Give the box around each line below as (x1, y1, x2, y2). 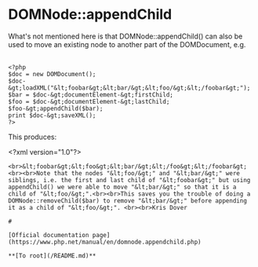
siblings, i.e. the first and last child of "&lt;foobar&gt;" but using (8, 176, 251, 184)
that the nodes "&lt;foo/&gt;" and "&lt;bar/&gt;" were (53, 169, 241, 177)
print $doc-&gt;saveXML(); (8, 112, 96, 119)
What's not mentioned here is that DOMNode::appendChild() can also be (8, 31, 243, 41)
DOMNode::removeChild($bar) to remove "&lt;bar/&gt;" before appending (8, 196, 247, 205)
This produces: (8, 132, 57, 141)
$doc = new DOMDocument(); (8, 70, 96, 78)
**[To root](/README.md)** (8, 251, 96, 260)
